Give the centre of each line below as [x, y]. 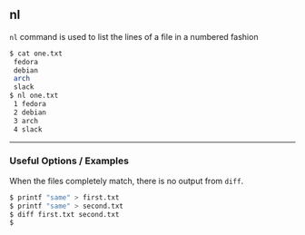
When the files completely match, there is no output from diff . [126, 181]
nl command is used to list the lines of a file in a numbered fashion [134, 36]
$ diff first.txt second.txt [64, 214]
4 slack [28, 129]
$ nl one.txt [34, 96]
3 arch [26, 121]
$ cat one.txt [36, 54]
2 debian [30, 113]
